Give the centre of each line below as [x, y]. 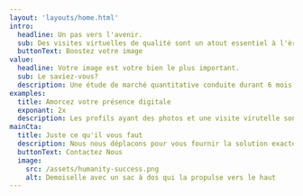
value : [22, 60]
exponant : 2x [42, 110]
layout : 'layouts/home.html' [64, 18]
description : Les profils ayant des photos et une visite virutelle [149, 118]
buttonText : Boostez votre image [80, 51]
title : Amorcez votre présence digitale [94, 102]
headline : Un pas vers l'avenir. [80, 34]
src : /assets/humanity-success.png [92, 169]
